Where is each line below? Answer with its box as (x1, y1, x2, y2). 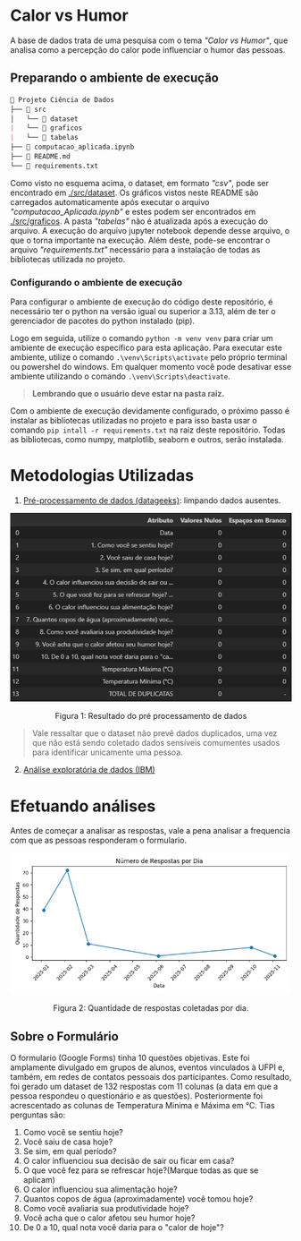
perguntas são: (10, 1109, 66, 1120)
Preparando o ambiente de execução (10, 71, 220, 86)
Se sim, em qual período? (22, 1146, 117, 1157)
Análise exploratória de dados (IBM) (22, 765, 155, 775)
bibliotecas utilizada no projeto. (10, 253, 126, 264)
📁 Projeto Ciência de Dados (10, 95, 115, 104)
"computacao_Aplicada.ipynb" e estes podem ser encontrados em (10, 206, 256, 217)
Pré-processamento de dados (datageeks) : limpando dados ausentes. (22, 494, 281, 506)
